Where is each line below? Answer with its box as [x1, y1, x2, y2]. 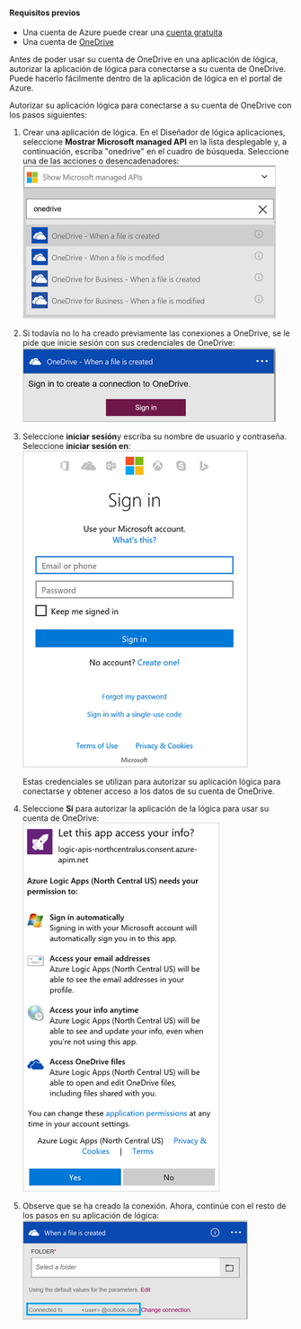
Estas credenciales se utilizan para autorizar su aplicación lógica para [22, 777, 281, 788]
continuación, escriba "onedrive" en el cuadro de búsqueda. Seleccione [22, 146, 289, 157]
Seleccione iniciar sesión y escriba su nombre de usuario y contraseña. [22, 431, 288, 442]
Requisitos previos [9, 7, 81, 18]
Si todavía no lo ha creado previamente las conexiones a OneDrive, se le [22, 328, 290, 339]
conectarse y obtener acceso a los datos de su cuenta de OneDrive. [22, 786, 276, 797]
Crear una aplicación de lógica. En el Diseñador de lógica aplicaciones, [22, 127, 286, 138]
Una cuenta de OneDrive [22, 37, 114, 48]
